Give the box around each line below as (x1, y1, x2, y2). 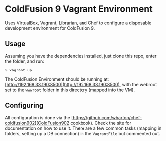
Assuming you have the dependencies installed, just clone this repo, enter (5, 53, 157, 59)
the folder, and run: (5, 58, 45, 64)
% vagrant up (5, 68, 32, 72)
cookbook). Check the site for (70, 120, 132, 126)
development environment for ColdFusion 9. (5, 25, 95, 31)
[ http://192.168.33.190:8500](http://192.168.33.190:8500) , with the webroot (5, 81, 157, 87)
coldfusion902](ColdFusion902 (5, 120, 70, 126)
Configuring (5, 101, 44, 110)
